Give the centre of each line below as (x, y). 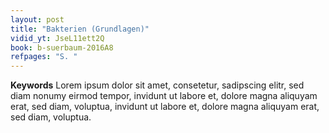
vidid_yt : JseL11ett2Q (57, 38)
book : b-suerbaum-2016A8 (62, 47)
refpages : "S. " (44, 57)
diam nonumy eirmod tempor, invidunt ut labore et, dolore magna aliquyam (164, 96)
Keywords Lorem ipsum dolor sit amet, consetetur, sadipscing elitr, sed (157, 85)
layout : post (37, 19)
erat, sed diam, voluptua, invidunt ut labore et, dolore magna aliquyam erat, (165, 107)
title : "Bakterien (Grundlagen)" (80, 29)
